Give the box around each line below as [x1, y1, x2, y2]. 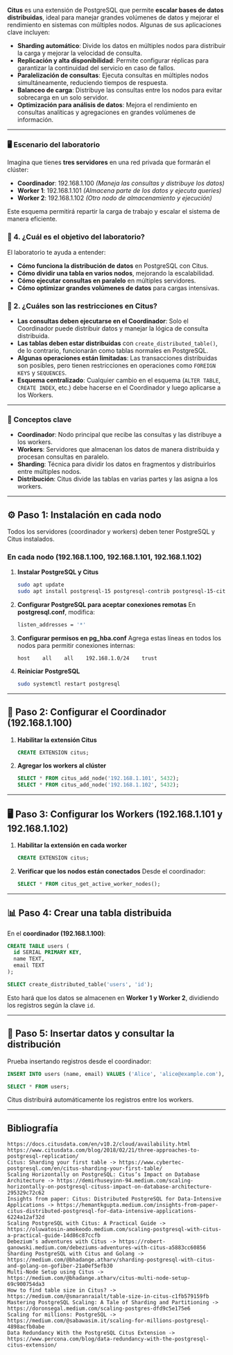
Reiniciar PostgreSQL [17, 667, 80, 675]
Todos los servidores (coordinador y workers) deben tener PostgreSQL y [7, 528, 215, 535]
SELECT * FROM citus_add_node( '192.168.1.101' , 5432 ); [17, 775, 180, 782]
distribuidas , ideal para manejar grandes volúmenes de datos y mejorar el [7, 13, 220, 22]
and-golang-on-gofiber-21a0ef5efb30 [7, 1262, 113, 1269]
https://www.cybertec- [119, 1159, 185, 1166]
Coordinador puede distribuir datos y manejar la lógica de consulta [17, 324, 209, 333]
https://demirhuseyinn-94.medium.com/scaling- [56, 1178, 194, 1184]
